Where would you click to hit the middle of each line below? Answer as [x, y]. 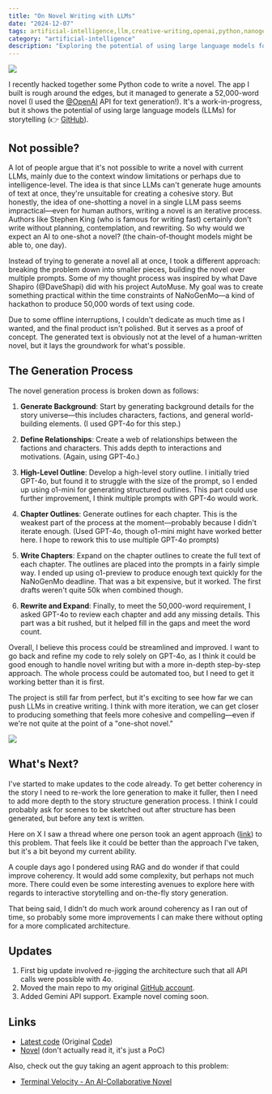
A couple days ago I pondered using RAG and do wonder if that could [124, 867]
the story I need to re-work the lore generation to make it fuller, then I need [133, 792]
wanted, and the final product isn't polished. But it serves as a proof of [126, 328]
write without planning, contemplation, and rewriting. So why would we [127, 227]
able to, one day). [38, 245]
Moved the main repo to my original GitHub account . [107, 988]
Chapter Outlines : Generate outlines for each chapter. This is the [129, 514]
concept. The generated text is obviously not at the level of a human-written [135, 337]
